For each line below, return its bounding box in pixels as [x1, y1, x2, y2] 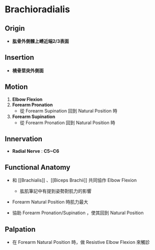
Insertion [5, 53, 34, 62]
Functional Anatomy [5, 163, 71, 172]
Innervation [5, 134, 43, 144]
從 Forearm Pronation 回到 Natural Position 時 [19, 119, 115, 126]
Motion [5, 83, 28, 92]
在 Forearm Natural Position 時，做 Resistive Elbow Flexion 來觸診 [12, 239, 150, 245]
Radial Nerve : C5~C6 [12, 148, 60, 154]
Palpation [5, 225, 36, 234]
